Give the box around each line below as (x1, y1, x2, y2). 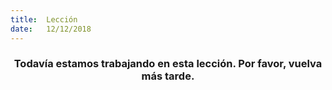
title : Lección (10, 14, 78, 25)
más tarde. (141, 69, 195, 83)
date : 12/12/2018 (10, 24, 92, 34)
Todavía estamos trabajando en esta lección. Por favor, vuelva (13, 57, 323, 71)
